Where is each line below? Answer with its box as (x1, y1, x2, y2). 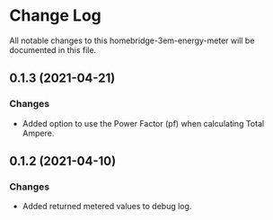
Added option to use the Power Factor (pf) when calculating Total (22, 118, 265, 128)
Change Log (9, 5, 101, 26)
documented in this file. (9, 44, 97, 55)
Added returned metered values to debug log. (22, 201, 192, 212)
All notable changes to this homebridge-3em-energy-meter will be (9, 35, 255, 46)
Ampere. (22, 128, 55, 138)
